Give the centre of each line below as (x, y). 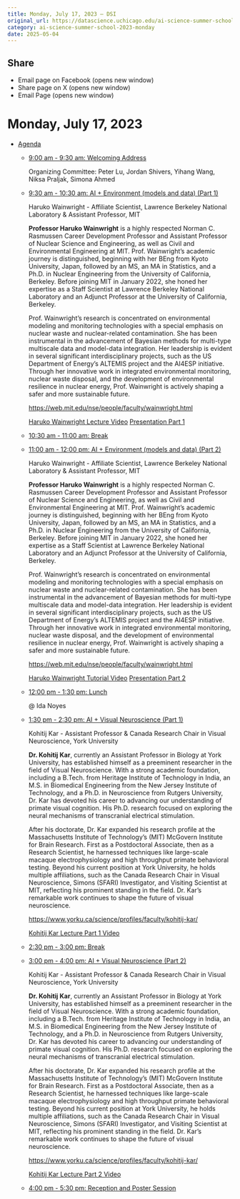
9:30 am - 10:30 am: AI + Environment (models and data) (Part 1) (124, 193)
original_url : (29, 21)
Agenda (29, 144)
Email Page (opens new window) (66, 95)
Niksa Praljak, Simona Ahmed (72, 179)
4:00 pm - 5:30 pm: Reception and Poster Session (102, 1188)
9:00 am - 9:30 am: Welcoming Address (87, 158)
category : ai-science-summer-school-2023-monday (81, 27)
